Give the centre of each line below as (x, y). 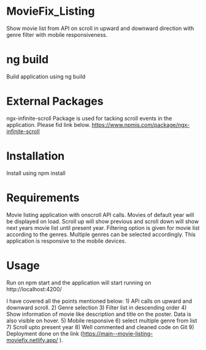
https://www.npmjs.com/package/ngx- (141, 124)
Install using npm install (36, 173)
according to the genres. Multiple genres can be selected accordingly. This (101, 234)
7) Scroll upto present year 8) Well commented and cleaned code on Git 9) (100, 327)
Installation (36, 156)
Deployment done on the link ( (44, 333)
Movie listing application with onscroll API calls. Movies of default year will (100, 215)
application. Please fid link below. (48, 124)
